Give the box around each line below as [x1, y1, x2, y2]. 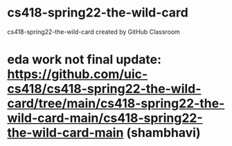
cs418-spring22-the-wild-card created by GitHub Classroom [7, 28, 180, 36]
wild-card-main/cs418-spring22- [7, 110, 203, 126]
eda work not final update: [7, 52, 161, 67]
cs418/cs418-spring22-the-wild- [7, 81, 202, 97]
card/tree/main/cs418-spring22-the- [7, 96, 225, 112]
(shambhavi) [126, 125, 201, 140]
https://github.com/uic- [7, 67, 148, 82]
